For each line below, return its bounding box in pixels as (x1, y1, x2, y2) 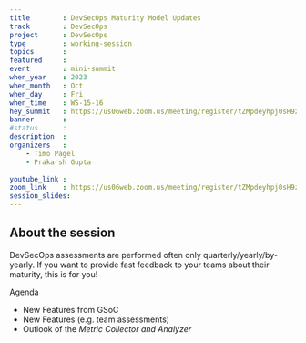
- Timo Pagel (25, 149, 76, 158)
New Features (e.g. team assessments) (22, 314, 170, 325)
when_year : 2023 (9, 73, 88, 82)
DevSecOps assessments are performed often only (9, 249, 202, 260)
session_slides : (9, 192, 71, 201)
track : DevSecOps (9, 22, 107, 31)
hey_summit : (9, 107, 67, 116)
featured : (9, 56, 67, 65)
